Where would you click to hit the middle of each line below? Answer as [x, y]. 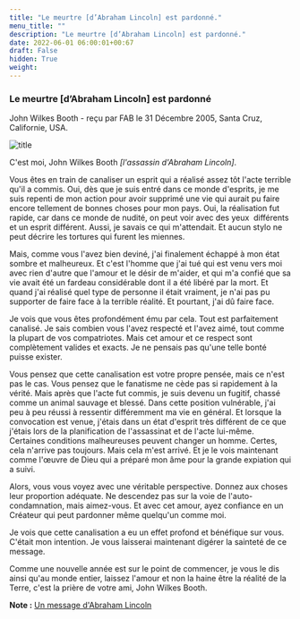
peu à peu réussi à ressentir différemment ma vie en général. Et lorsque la [146, 412]
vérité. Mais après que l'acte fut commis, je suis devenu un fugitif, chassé [145, 394]
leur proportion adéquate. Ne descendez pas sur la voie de [118, 496]
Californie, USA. [39, 128]
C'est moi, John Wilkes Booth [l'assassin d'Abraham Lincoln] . [123, 163]
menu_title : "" [38, 26]
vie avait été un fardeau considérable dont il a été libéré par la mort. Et [139, 283]
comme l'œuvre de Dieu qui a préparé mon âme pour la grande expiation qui [150, 460]
